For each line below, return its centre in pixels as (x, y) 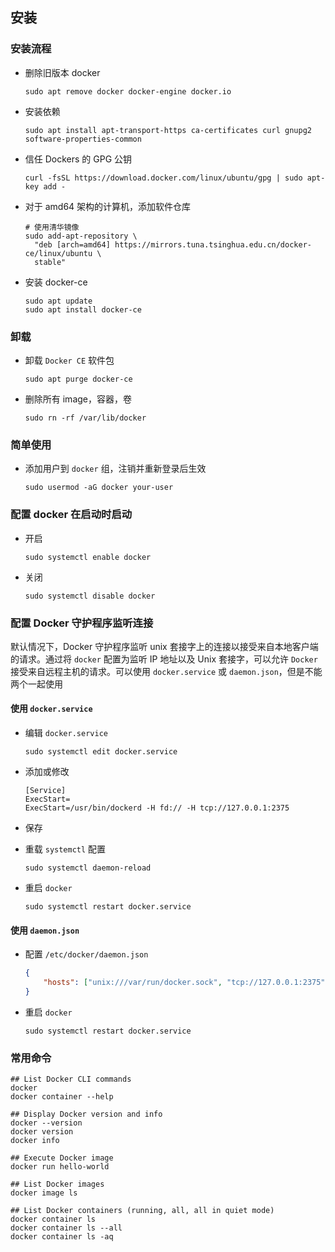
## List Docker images (57, 1184)
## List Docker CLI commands (71, 1079)
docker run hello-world (60, 1167)
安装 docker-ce (56, 282)
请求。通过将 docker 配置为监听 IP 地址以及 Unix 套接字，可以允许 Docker (168, 659)
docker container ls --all (66, 1228)
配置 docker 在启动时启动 (71, 515)
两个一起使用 (36, 684)
